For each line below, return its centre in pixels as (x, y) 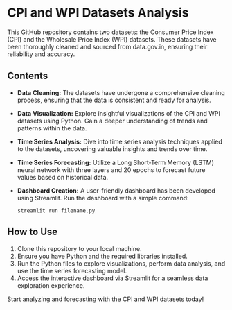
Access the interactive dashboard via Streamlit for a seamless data (113, 278)
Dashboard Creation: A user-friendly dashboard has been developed (116, 190)
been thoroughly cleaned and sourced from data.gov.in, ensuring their (107, 46)
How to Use (33, 232)
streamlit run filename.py (56, 210)
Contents (28, 76)
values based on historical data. (63, 177)
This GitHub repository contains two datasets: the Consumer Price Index (110, 32)
